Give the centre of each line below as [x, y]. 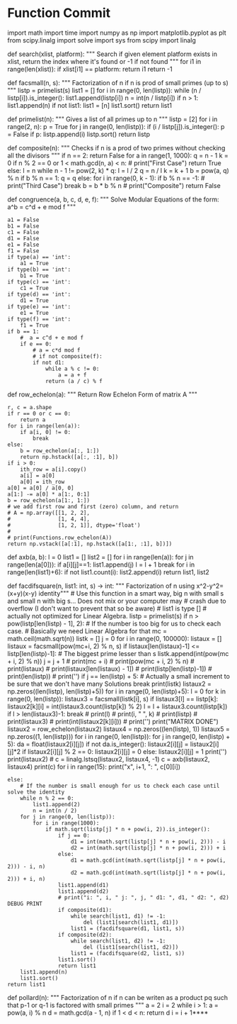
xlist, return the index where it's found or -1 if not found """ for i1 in [104, 61]
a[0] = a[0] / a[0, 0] [41, 488]
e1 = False [23, 245]
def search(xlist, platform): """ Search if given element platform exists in [112, 54]
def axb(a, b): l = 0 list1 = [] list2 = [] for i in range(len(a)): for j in [100, 557]
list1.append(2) [57, 804]
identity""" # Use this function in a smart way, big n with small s [131, 593]
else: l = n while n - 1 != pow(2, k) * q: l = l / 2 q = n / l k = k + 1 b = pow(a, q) [118, 170]
